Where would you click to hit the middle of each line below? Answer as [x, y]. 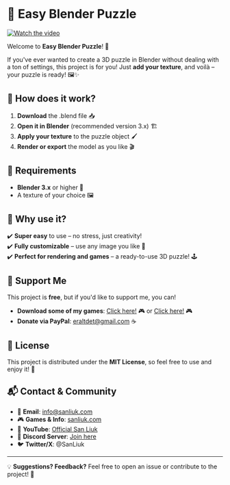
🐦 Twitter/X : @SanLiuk [51, 444]
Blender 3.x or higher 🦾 [50, 187]
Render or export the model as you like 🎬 [76, 146]
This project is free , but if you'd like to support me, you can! [92, 297]
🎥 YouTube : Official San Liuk [57, 429]
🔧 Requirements [42, 171]
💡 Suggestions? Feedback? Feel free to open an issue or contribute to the [112, 466]
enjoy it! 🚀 [21, 369]
